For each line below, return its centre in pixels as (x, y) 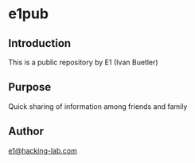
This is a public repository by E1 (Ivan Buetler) (83, 62)
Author (26, 132)
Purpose (30, 87)
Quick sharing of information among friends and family (98, 106)
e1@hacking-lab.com (43, 150)
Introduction (40, 43)
